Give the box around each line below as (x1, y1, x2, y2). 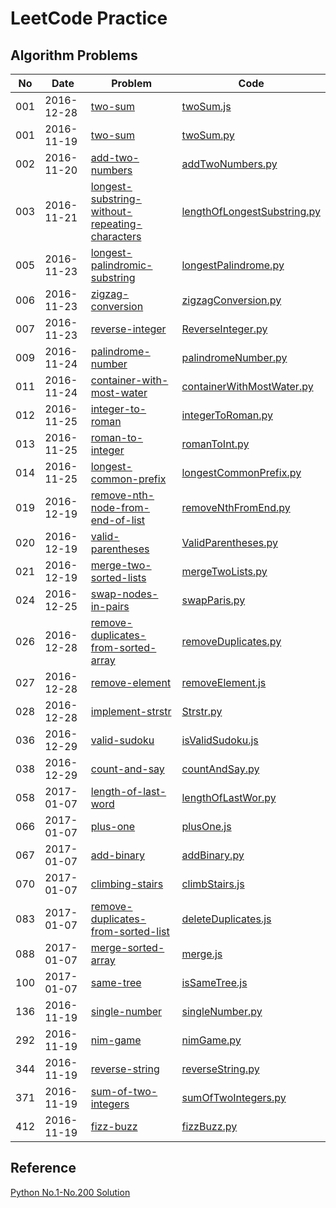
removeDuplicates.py (181, 635, 282, 648)
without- (90, 205, 133, 218)
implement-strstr (90, 705, 172, 718)
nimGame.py (181, 1033, 242, 1047)
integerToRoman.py (181, 408, 273, 422)
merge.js (181, 947, 223, 961)
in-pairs (90, 600, 130, 613)
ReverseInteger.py (181, 322, 268, 336)
